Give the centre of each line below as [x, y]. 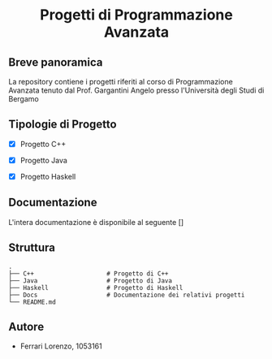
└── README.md [32, 302]
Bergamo [24, 99]
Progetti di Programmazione [136, 15]
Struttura [32, 248]
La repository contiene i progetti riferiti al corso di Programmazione [121, 82]
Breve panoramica [56, 62]
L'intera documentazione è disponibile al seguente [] [96, 222]
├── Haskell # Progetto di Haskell [96, 288]
